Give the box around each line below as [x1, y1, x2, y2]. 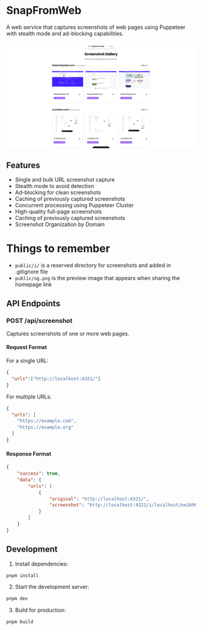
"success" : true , [17, 471, 61, 477]
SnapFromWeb [6, 4, 82, 17]
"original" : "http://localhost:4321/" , [49, 496, 149, 502]
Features [6, 160, 40, 170]
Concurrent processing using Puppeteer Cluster [14, 202, 134, 209]
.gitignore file [14, 268, 48, 275]
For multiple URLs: [6, 393, 52, 400]
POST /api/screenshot [6, 316, 73, 325]
